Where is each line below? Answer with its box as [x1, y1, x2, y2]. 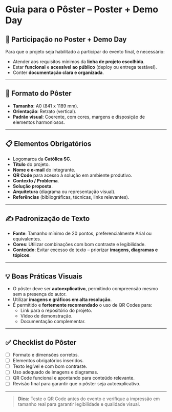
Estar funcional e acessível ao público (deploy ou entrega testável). [12, 64, 157, 70]
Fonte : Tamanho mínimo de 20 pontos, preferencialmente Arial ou [12, 230, 152, 237]
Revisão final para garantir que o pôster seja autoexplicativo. [12, 381, 141, 387]
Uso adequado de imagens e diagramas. [12, 369, 98, 376]
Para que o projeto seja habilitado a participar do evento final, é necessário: [5, 49, 165, 54]
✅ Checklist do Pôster [5, 338, 77, 347]
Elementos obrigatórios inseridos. [12, 358, 84, 364]
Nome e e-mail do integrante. [12, 166, 76, 173]
